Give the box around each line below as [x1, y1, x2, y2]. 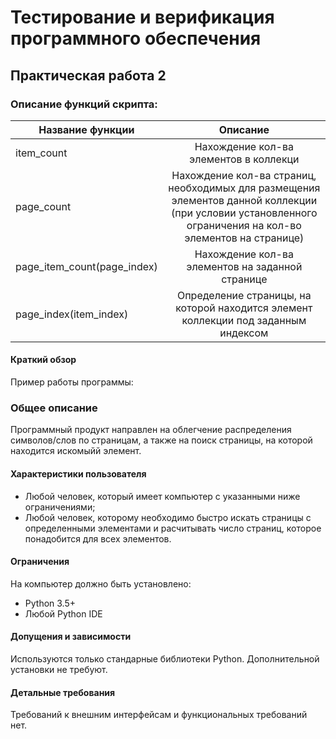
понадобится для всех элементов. [24, 532, 172, 545]
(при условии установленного [170, 206, 318, 220]
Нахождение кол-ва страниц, [171, 168, 317, 182]
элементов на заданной [186, 259, 303, 273]
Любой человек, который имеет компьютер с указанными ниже [24, 490, 301, 502]
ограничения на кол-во [186, 218, 302, 232]
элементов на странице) [184, 231, 305, 245]
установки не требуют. [10, 663, 108, 675]
